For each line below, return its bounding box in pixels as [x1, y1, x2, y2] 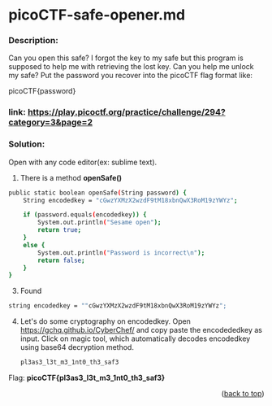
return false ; [37, 256, 85, 264]
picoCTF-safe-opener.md [8, 6, 185, 24]
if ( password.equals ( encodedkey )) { [23, 211, 148, 219]
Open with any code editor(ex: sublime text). [8, 157, 158, 167]
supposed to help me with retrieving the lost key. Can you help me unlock [8, 62, 254, 72]
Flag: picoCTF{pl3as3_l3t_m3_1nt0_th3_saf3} [8, 373, 166, 383]
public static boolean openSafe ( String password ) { [8, 189, 187, 197]
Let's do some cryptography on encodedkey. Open [19, 317, 191, 326]
